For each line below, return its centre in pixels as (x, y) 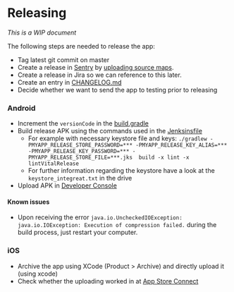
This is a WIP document (42, 32)
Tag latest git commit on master (63, 60)
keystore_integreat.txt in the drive (80, 178)
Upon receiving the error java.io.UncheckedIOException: (100, 217)
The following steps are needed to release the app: (81, 46)
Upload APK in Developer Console (67, 185)
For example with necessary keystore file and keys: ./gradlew (117, 138)
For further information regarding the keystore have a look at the (121, 171)
